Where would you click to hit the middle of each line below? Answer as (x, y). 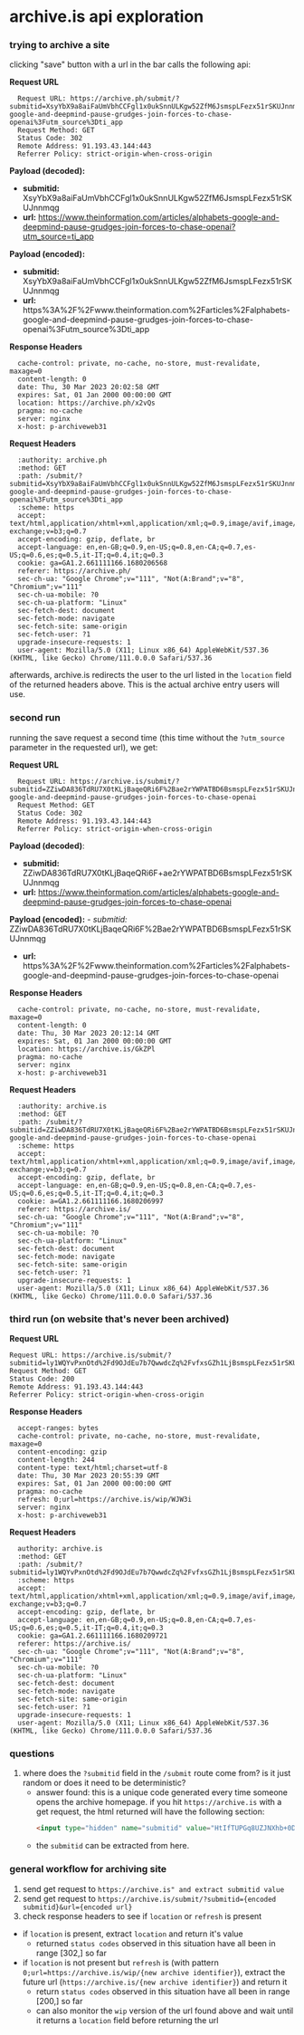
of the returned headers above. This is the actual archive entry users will (145, 684)
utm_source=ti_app (58, 236)
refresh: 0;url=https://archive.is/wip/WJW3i (105, 1500)
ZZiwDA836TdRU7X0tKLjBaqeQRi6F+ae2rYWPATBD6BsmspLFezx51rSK (157, 873)
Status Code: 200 (42, 1379)
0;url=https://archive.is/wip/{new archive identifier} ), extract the (154, 1972)
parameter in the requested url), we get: (84, 747)
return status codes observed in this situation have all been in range (163, 1991)
